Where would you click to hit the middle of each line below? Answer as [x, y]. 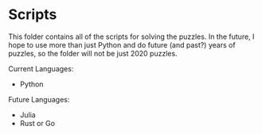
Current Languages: [41, 68]
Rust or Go [37, 123]
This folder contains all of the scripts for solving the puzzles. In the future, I [131, 36]
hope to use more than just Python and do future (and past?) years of [122, 44]
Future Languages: [39, 99]
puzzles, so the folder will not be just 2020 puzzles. [93, 53]
